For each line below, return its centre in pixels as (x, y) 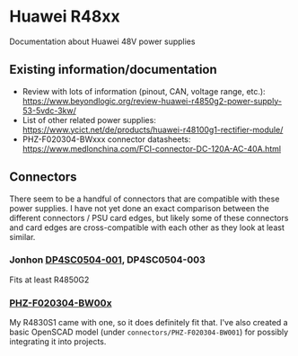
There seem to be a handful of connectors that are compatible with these (145, 199)
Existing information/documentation (113, 70)
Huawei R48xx (65, 17)
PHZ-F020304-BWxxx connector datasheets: (106, 139)
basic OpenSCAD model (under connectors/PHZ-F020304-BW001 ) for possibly (149, 332)
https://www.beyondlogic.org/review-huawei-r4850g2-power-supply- (152, 101)
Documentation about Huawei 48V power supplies (102, 41)
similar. (22, 236)
